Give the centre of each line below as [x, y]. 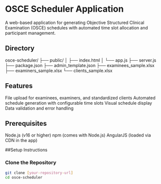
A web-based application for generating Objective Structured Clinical [75, 23]
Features [19, 86]
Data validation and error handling [39, 108]
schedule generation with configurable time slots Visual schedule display [79, 103]
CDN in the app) [21, 140]
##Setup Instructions [26, 150]
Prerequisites [26, 123]
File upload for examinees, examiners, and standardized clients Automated [80, 98]
